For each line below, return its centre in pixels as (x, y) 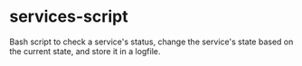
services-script (69, 17)
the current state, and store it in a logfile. (85, 51)
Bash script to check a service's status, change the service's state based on (151, 42)
